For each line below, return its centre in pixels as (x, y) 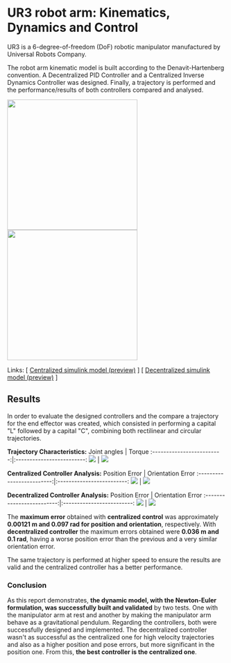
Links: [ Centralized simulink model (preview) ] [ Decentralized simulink (109, 370)
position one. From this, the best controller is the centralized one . (102, 652)
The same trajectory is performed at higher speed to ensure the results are (114, 559)
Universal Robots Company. (47, 54)
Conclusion (27, 585)
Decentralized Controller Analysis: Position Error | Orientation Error (105, 495)
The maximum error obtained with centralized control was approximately (113, 516)
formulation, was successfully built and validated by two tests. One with (113, 608)
